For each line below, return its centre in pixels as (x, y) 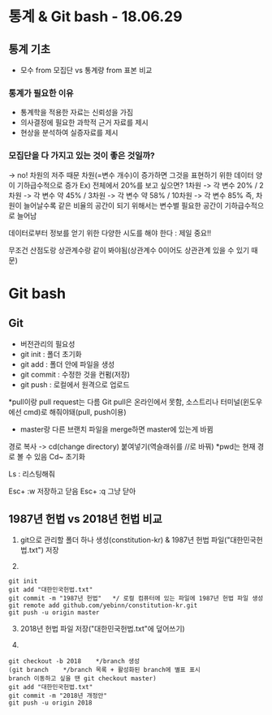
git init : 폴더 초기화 (51, 354)
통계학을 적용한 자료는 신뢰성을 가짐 (77, 112)
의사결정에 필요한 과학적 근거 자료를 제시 (84, 123)
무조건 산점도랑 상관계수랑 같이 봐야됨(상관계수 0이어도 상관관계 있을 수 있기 (129, 250)
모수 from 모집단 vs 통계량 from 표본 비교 (86, 70)
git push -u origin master (54, 613)
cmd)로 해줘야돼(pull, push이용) (75, 411)
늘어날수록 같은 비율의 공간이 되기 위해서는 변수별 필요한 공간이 (123, 205)
